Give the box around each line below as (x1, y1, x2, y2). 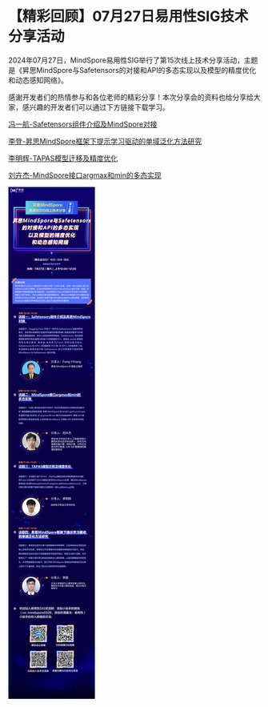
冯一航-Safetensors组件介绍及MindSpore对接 (8, 119, 158, 129)
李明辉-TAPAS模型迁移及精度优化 (8, 153, 118, 163)
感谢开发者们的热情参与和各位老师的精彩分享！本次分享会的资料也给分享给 (8, 92, 254, 102)
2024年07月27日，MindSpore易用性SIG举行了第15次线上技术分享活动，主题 (8, 55, 258, 65)
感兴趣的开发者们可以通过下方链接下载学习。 (22, 102, 170, 112)
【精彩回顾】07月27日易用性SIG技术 (8, 7, 249, 26)
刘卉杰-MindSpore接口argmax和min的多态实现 (8, 170, 162, 180)
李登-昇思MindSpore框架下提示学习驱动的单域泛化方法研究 (8, 136, 202, 146)
